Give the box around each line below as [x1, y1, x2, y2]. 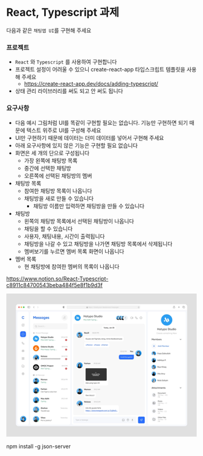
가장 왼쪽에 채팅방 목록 [24, 157, 78, 164]
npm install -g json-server [6, 443, 71, 450]
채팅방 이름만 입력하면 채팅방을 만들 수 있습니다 [33, 202, 145, 210]
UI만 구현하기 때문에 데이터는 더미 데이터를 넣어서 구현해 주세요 [14, 134, 164, 141]
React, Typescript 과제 [6, 5, 120, 19]
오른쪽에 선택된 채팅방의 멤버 [24, 172, 92, 179]
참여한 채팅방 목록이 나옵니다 [24, 187, 92, 194]
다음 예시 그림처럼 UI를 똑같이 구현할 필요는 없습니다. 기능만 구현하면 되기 [14, 119, 188, 126]
